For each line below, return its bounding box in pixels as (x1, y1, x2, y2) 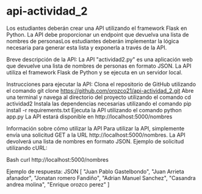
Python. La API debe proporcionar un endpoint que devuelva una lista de (6, 31, 189, 38)
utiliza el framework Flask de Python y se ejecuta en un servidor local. (6, 68, 183, 76)
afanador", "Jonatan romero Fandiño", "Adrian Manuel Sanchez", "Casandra (6, 174, 197, 181)
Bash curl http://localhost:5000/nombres (6, 156, 109, 163)
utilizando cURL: (6, 144, 48, 151)
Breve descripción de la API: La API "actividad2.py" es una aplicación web (6, 56, 193, 63)
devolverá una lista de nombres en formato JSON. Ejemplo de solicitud (6, 137, 184, 145)
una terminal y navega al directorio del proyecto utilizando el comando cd (6, 93, 191, 101)
